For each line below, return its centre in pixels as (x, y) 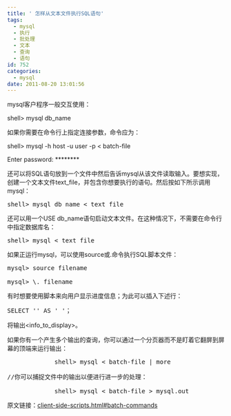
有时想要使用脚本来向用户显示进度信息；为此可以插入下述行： (95, 296)
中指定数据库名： (31, 227)
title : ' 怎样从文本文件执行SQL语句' (56, 13)
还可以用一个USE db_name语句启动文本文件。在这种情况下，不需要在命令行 (115, 218)
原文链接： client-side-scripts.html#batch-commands (82, 405)
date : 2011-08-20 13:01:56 (46, 84)
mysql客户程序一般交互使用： (49, 105)
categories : (24, 71)
